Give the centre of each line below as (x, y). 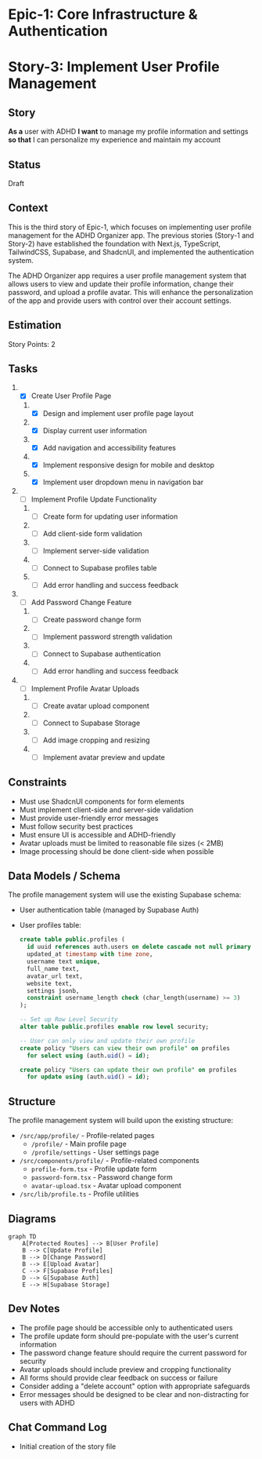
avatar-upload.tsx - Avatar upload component (106, 1186)
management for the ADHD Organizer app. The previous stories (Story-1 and (131, 235)
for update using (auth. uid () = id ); (88, 1077)
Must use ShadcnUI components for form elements (102, 801)
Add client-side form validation (92, 533)
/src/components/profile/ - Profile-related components (109, 1161)
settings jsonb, (53, 990)
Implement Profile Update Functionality (94, 499)
